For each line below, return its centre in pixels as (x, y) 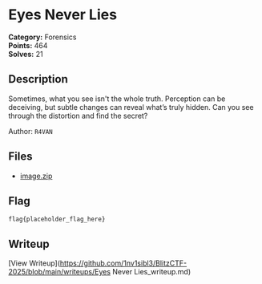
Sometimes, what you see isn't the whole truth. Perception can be (117, 99)
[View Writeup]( (34, 263)
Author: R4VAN (31, 131)
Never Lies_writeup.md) (151, 272)
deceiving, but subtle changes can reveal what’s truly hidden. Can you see (131, 107)
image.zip (36, 176)
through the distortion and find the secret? (78, 116)
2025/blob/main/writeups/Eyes (59, 272)
